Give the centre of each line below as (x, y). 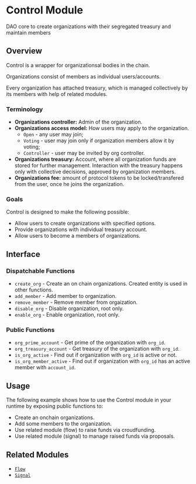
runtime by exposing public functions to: (55, 406)
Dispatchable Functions (40, 271)
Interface (23, 254)
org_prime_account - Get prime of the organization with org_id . (90, 342)
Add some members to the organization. (63, 424)
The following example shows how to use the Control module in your (89, 400)
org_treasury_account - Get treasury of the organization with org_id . (97, 349)
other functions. (34, 290)
